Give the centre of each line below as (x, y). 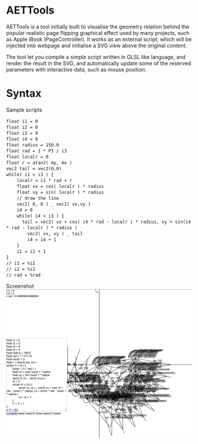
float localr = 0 (27, 157)
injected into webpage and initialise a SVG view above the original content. (97, 46)
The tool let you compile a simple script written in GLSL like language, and (96, 57)
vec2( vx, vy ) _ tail (55, 234)
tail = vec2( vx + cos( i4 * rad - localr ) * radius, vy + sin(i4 (106, 222)
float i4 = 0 (22, 139)
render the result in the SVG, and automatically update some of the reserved (99, 63)
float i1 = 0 (22, 121)
